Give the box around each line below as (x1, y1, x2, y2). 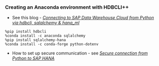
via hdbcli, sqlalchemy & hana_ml (12, 20, 80, 26)
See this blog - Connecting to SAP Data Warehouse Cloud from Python (12, 15, 154, 21)
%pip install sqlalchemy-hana (5, 38, 66, 42)
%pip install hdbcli (5, 29, 47, 34)
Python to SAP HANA (12, 55, 55, 61)
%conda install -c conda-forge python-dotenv (5, 42, 98, 47)
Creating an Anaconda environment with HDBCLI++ (5, 4, 129, 11)
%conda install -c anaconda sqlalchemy (5, 33, 86, 39)
